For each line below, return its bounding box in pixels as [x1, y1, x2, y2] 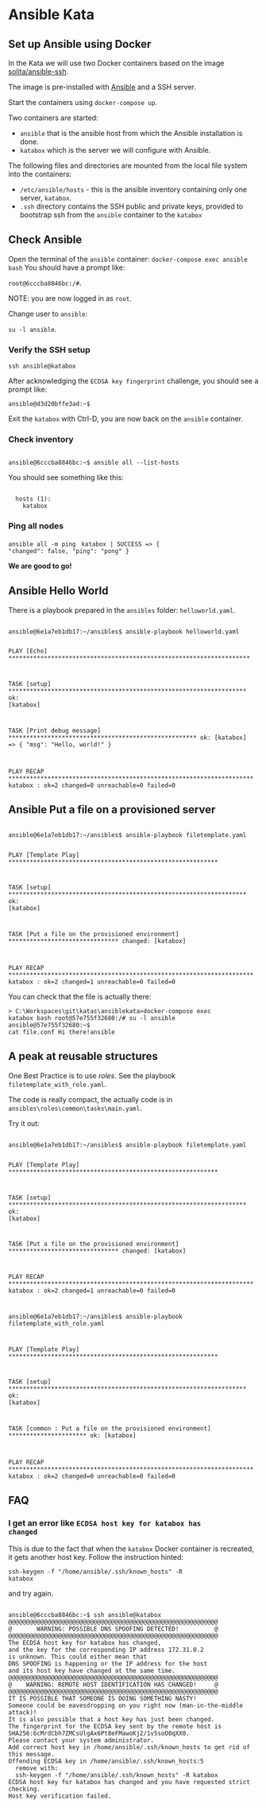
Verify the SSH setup [8, 344, 91, 355]
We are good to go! [8, 561, 72, 571]
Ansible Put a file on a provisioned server [8, 803, 216, 816]
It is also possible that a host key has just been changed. [8, 1715, 215, 1724]
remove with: [15, 1764, 59, 1772]
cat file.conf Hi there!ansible [8, 1028, 115, 1036]
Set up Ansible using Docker [8, 37, 152, 51]
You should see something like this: [8, 473, 125, 482]
